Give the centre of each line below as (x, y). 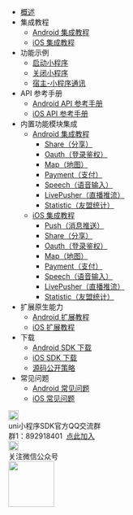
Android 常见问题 (61, 388)
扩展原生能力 (41, 307)
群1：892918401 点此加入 (52, 436)
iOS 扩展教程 (54, 327)
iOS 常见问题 (54, 398)
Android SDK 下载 (62, 347)
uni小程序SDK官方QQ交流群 (55, 426)
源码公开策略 (54, 368)
